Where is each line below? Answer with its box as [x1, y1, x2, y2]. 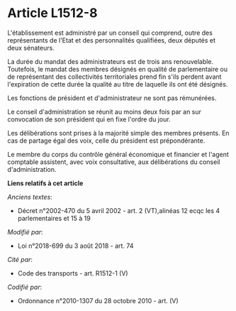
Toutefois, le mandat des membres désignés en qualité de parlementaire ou [7, 65, 228, 73]
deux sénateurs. [7, 43, 55, 52]
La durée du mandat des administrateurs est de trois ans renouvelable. [7, 57, 214, 65]
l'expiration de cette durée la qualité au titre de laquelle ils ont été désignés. [7, 80, 228, 88]
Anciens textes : [7, 192, 53, 201]
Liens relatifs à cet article [7, 179, 84, 187]
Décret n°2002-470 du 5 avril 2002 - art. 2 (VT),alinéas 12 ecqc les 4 [17, 206, 220, 214]
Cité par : [7, 255, 33, 263]
